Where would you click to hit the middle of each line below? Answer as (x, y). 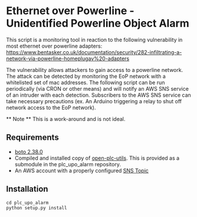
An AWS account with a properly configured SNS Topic (82, 170)
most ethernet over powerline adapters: (54, 46)
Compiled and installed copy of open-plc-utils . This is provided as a (97, 158)
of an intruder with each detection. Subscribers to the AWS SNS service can (99, 95)
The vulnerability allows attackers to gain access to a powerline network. (95, 70)
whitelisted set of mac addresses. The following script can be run (86, 82)
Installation (27, 189)
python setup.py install (37, 208)
